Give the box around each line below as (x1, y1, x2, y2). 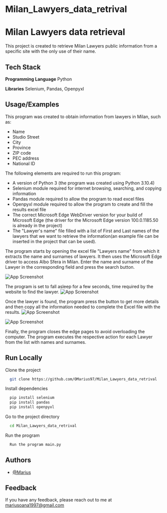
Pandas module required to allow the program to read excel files (12, 196, 145, 202)
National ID (12, 160, 35, 166)
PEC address (12, 155, 39, 161)
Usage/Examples (5, 100, 59, 109)
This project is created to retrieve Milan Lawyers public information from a (5, 43, 157, 49)
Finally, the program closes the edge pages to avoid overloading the (5, 328, 145, 334)
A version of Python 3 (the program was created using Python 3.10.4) (12, 180, 155, 186)
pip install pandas (9, 400, 50, 405)
